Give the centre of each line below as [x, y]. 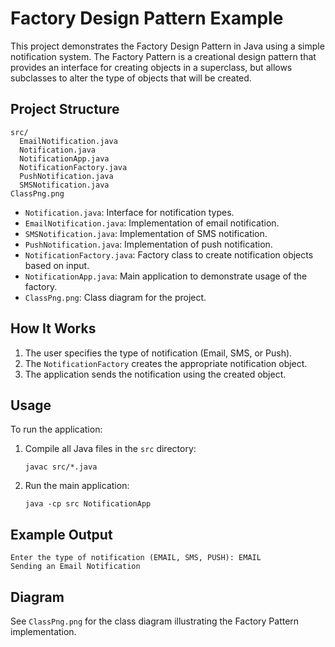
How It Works [53, 328]
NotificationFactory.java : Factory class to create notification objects [169, 254]
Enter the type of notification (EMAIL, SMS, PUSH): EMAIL [136, 558]
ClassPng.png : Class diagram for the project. [115, 297]
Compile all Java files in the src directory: [110, 449]
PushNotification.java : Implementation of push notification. [148, 244]
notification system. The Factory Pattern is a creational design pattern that [163, 56]
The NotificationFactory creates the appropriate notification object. [166, 363]
